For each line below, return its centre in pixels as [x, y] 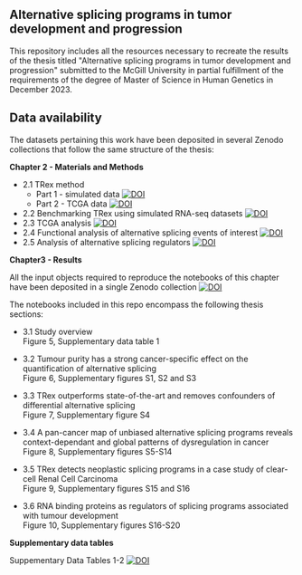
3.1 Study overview [57, 331]
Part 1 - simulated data [78, 194]
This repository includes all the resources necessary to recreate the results [149, 51]
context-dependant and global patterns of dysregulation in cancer [146, 442]
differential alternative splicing [79, 405]
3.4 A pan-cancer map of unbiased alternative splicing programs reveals [158, 432]
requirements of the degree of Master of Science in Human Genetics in [142, 80]
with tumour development [71, 515]
